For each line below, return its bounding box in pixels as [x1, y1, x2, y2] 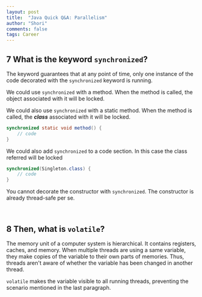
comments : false [6, 26, 47, 32]
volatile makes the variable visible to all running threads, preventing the [6, 278, 189, 285]
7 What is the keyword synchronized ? [6, 54, 148, 65]
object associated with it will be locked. [6, 95, 105, 102]
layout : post [6, 9, 40, 15]
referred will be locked [6, 153, 63, 161]
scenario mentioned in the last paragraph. [6, 284, 111, 291]
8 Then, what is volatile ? [6, 223, 105, 234]
